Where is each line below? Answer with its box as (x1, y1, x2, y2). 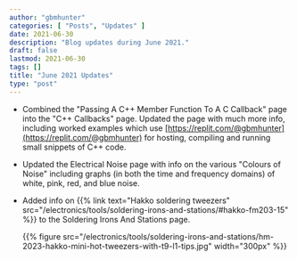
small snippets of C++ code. (21, 142, 127, 152)
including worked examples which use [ (21, 122, 169, 134)
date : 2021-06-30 (9, 29, 74, 38)
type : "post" (9, 79, 58, 88)
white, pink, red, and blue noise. (21, 177, 140, 188)
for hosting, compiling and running (144, 132, 271, 142)
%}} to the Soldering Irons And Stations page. (21, 214, 191, 224)
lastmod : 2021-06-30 (9, 54, 87, 63)
